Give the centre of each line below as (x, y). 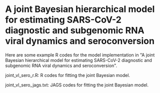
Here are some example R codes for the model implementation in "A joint (80, 55)
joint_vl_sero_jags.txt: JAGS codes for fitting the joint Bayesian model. (77, 85)
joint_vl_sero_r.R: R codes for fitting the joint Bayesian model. (68, 75)
